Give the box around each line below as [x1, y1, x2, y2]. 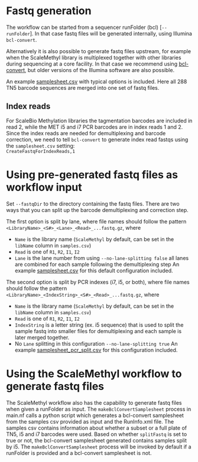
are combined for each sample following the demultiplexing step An [14, 261, 180, 268]
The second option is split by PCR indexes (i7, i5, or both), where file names [6, 278, 190, 285]
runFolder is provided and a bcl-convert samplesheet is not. [6, 449, 152, 456]
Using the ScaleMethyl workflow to [6, 367, 182, 380]
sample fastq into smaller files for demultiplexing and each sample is [14, 327, 182, 334]
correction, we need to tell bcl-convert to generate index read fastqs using [6, 136, 189, 143]
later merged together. [14, 334, 70, 341]
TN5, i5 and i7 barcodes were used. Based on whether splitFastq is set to [6, 430, 187, 438]
